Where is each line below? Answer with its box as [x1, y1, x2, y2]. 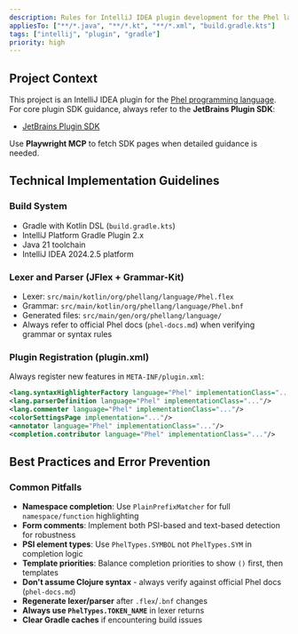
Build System [9, 200, 68, 213]
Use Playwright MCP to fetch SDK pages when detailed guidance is [9, 139, 258, 149]
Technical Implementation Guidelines [9, 173, 220, 189]
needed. [9, 148, 40, 158]
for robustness [21, 530, 76, 541]
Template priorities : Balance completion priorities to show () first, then [21, 558, 284, 569]
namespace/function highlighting [21, 510, 139, 521]
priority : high [9, 37, 66, 47]
